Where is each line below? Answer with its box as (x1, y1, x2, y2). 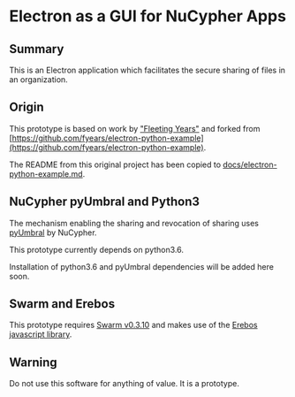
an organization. (9, 74, 68, 85)
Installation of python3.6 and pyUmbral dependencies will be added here (9, 261, 274, 271)
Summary (9, 42, 64, 57)
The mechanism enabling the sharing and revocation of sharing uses (9, 218, 259, 228)
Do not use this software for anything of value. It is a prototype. (9, 378, 240, 389)
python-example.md (9, 168, 83, 179)
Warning (9, 355, 57, 370)
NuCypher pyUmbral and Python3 (9, 195, 200, 210)
